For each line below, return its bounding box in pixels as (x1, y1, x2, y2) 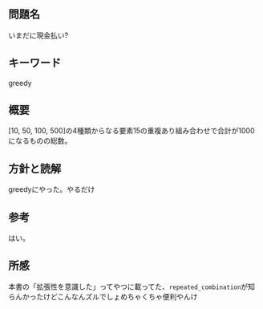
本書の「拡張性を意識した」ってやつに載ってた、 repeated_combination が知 (8, 282, 255, 291)
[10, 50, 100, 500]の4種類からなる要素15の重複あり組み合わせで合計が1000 (8, 126, 255, 136)
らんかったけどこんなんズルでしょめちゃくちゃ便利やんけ (8, 291, 198, 301)
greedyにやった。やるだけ (8, 185, 95, 194)
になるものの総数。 (8, 136, 72, 146)
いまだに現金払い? (8, 30, 69, 40)
